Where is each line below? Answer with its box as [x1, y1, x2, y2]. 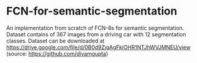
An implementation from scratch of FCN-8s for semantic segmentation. [6, 24, 184, 31]
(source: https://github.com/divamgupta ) [6, 50, 109, 57]
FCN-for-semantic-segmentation [6, 4, 178, 18]
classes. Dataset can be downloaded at [6, 37, 105, 44]
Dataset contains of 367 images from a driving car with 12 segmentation [6, 30, 187, 38]
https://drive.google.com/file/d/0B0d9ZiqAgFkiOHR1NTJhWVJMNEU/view [6, 44, 191, 51]
